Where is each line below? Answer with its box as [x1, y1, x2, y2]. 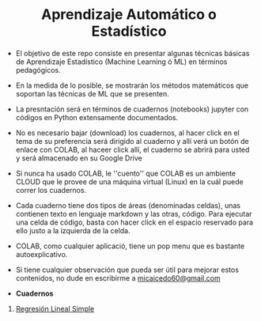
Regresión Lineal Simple [15, 304, 95, 313]
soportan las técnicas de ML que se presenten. [15, 89, 170, 98]
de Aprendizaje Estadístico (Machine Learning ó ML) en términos [15, 57, 228, 66]
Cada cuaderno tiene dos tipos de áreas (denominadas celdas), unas [15, 200, 241, 210]
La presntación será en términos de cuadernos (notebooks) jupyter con [15, 104, 249, 114]
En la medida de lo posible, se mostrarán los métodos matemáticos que [15, 81, 249, 90]
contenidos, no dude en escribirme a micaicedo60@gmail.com [15, 273, 221, 282]
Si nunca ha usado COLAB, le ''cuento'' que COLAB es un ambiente [15, 168, 236, 178]
